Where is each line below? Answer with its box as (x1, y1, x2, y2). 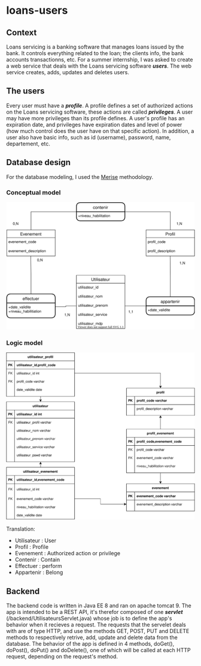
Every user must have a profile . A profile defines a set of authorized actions (6, 102, 193, 109)
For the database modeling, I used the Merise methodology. (6, 173, 154, 180)
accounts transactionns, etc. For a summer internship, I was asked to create (6, 56, 193, 63)
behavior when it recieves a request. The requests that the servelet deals (6, 621, 187, 628)
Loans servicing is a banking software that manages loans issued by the (6, 43, 184, 50)
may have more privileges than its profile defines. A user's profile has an (6, 114, 185, 121)
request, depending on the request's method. (6, 653, 118, 660)
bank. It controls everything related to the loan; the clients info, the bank (6, 50, 184, 57)
